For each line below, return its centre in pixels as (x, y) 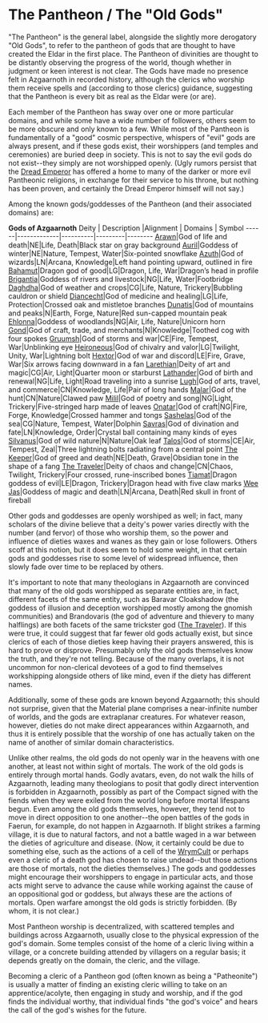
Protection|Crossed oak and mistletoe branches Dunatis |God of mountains (131, 304)
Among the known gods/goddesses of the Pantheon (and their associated (130, 204)
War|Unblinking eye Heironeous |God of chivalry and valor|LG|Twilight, (124, 347)
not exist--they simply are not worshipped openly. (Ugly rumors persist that (133, 162)
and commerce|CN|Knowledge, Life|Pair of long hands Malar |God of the (127, 389)
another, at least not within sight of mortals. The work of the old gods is (126, 766)
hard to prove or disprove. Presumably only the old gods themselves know (131, 650)
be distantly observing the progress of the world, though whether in (120, 62)
